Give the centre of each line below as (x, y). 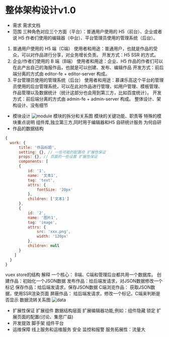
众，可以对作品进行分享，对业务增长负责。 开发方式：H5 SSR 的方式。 (86, 55)
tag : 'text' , (41, 180)
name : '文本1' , (43, 175)
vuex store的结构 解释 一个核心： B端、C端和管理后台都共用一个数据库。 (80, 275)
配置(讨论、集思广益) (52, 317)
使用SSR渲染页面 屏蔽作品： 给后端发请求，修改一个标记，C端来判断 (85, 294)
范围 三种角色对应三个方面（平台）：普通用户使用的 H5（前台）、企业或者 (87, 31)
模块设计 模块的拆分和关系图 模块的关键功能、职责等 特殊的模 (87, 116)
